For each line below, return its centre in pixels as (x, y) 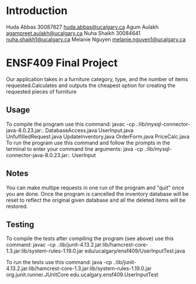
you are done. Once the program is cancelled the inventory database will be (97, 193)
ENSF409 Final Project (62, 63)
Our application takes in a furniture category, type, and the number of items (97, 79)
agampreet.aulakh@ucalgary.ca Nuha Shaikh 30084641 (73, 33)
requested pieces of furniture (42, 91)
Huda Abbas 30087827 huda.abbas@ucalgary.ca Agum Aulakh (82, 27)
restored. (17, 206)
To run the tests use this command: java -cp (59, 262)
